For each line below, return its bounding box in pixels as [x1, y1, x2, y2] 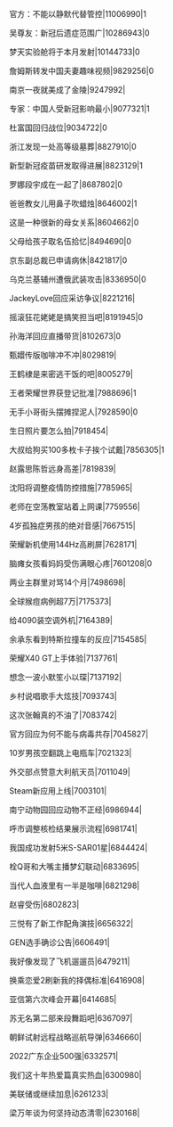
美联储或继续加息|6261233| [9, 1089, 109, 1099]
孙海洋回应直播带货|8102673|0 [9, 331, 122, 341]
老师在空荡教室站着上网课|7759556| [9, 501, 140, 512]
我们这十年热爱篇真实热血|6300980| [9, 1070, 142, 1080]
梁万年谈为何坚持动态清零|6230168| [9, 1107, 140, 1118]
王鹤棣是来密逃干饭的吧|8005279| [9, 369, 133, 379]
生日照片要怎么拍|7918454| [9, 425, 109, 436]
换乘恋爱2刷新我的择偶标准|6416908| [9, 975, 145, 985]
